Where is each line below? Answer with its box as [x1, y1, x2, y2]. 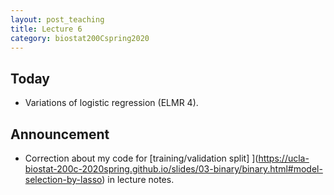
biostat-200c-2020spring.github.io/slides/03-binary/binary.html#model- [24, 163, 323, 175]
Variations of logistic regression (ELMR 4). [24, 97, 199, 109]
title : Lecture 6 [10, 24, 83, 34]
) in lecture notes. [101, 174, 175, 185]
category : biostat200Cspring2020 [10, 33, 150, 43]
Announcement [10, 126, 110, 143]
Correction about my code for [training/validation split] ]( [24, 152, 259, 164]
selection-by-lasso [24, 174, 103, 185]
